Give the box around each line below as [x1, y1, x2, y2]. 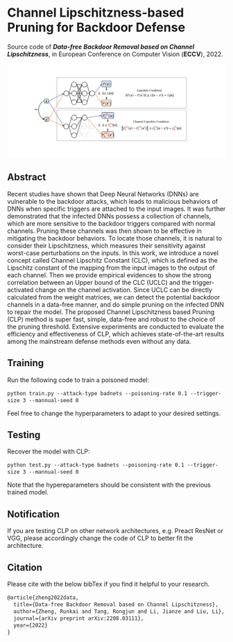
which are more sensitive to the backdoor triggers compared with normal [7, 219, 216, 227]
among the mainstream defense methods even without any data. [7, 337, 191, 345]
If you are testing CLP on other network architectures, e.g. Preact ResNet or [7, 527, 224, 535]
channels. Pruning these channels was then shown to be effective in [7, 227, 202, 235]
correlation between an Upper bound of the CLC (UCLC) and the [7, 278, 191, 286]
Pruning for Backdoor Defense [7, 19, 186, 35]
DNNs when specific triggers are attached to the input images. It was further [7, 205, 226, 213]
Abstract [7, 171, 46, 183]
